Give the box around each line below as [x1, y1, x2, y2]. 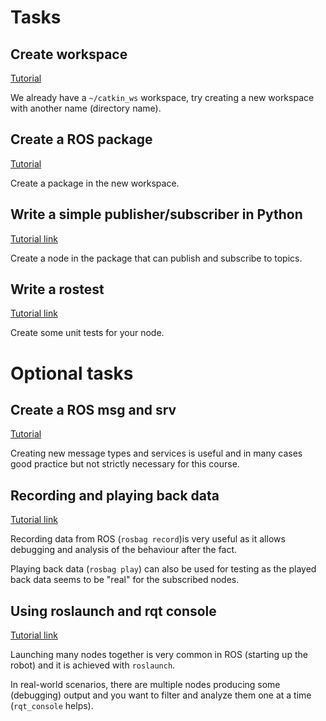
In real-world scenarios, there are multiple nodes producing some [10, 679, 281, 691]
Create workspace [10, 46, 128, 63]
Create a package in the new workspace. [10, 177, 180, 189]
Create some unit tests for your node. [10, 327, 165, 339]
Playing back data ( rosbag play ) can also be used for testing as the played [10, 563, 317, 575]
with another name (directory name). [10, 102, 162, 114]
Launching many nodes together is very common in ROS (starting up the [10, 649, 308, 661]
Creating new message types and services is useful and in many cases [10, 447, 303, 460]
